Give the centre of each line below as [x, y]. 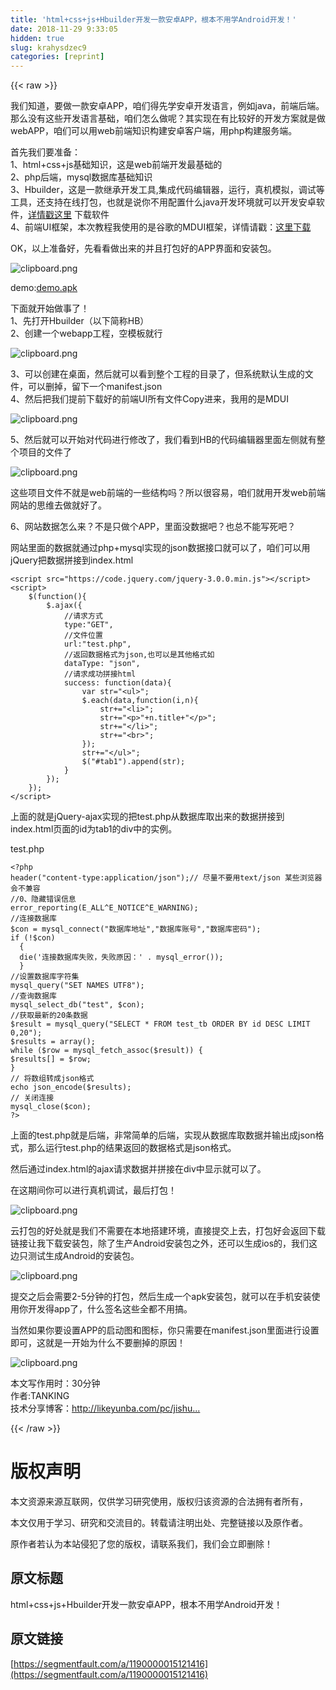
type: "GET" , [88, 625]
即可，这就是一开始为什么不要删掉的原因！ [98, 1343]
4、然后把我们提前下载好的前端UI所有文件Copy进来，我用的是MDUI [149, 399]
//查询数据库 [33, 996]
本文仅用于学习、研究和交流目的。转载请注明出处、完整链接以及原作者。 [159, 1523]
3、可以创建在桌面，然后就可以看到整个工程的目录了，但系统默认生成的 [157, 374]
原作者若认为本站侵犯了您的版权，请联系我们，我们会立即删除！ [141, 1544]
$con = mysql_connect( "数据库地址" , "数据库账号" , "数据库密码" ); [136, 929]
